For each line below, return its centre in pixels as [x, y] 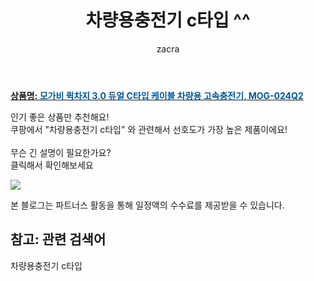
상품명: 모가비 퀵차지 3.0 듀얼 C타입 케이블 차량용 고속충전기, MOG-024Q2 [157, 95]
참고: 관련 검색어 [58, 239]
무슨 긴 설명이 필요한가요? [61, 152]
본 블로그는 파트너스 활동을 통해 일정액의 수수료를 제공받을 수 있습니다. [147, 205]
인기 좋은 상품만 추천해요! [60, 117]
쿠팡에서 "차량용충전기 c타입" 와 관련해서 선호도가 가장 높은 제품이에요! [149, 129]
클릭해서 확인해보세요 [52, 165]
